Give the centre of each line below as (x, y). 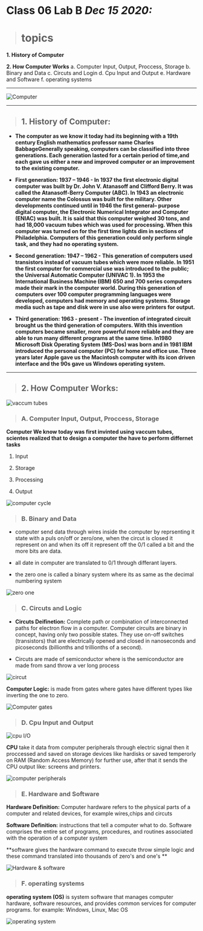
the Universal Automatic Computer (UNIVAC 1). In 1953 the (90, 275)
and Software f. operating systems (49, 80)
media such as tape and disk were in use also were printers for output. (105, 307)
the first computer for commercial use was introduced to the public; (102, 268)
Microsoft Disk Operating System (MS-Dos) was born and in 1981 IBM (104, 344)
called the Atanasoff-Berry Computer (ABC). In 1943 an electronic (99, 192)
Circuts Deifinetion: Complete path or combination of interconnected (101, 621)
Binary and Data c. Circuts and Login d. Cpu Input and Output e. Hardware (98, 73)
